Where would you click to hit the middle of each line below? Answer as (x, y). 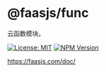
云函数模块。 (26, 33)
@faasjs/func (48, 13)
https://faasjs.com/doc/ (42, 61)
